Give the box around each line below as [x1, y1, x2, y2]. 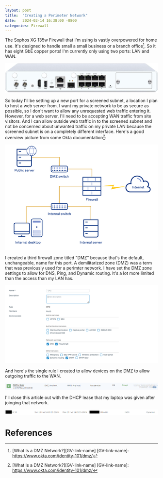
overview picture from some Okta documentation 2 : [5, 133, 107, 140]
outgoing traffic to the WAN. [5, 373, 62, 379]
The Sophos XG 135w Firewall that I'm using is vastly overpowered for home [5, 37, 157, 43]
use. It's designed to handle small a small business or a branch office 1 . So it [5, 42, 156, 49]
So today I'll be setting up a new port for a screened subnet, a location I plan [5, 98, 158, 103]
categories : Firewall [5, 23, 49, 28]
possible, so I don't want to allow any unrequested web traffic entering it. [5, 108, 151, 114]
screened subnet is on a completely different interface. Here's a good [5, 129, 144, 134]
